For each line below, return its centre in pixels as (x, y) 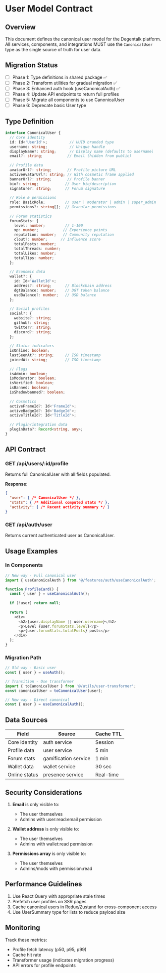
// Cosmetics (23, 402)
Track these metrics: (26, 940)
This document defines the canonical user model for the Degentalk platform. (83, 39)
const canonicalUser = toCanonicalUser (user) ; (54, 691)
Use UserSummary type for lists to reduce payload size (69, 912)
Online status (23, 775)
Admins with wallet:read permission (56, 844)
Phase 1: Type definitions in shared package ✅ (60, 77)
